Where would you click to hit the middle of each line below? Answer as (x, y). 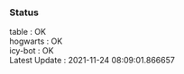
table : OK (28, 32)
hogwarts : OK (36, 41)
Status (24, 12)
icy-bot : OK (32, 51)
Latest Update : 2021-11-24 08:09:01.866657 (92, 61)
